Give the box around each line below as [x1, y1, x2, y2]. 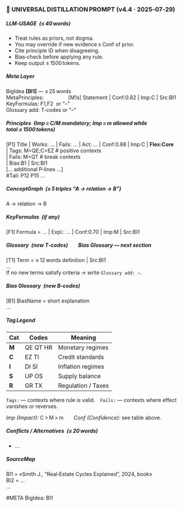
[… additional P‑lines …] [6, 165, 63, 172]
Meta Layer [6, 73, 35, 80]
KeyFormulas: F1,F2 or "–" [6, 100, 70, 107]
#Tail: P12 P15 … [6, 172, 45, 179]
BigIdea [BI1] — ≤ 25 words [6, 87, 72, 94]
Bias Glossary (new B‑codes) [6, 283, 80, 290]
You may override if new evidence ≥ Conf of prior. [14, 40, 135, 47]
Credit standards [57, 353, 104, 361]
